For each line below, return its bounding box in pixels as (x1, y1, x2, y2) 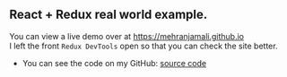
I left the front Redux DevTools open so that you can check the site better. (9, 40, 278, 51)
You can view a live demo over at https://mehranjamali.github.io (9, 30, 245, 41)
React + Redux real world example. (9, 7, 208, 22)
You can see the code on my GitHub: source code (22, 57, 207, 68)
